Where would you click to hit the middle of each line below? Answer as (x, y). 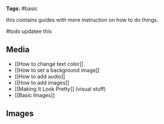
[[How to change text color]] (49, 63)
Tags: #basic (22, 9)
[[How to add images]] (42, 82)
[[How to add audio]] (40, 76)
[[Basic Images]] (34, 95)
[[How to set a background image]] (57, 70)
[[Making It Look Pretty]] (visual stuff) (60, 89)
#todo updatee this (29, 31)
